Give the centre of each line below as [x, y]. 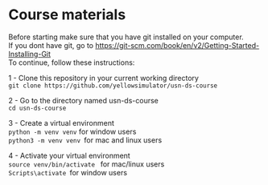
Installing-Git [29, 54]
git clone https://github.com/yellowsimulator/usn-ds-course [113, 86]
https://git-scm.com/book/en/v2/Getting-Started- [177, 45]
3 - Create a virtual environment [61, 123]
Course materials [67, 15]
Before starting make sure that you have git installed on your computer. [126, 37]
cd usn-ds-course [37, 108]
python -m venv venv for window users [72, 131]
